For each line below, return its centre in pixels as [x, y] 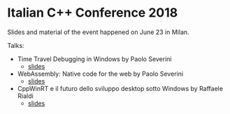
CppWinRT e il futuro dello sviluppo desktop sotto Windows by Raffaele [120, 88]
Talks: [16, 45]
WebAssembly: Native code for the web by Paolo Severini [100, 74]
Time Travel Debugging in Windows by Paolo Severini [94, 59]
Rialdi [25, 96]
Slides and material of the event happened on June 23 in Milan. [99, 32]
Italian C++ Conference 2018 [93, 13]
